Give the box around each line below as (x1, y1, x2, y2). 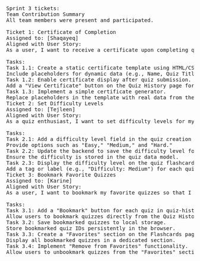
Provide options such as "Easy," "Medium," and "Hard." (6, 142, 173, 148)
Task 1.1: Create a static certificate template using (6, 65, 170, 71)
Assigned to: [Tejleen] (6, 106, 76, 112)
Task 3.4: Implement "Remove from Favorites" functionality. (6, 243, 189, 249)
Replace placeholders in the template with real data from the (6, 95, 195, 100)
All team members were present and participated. (6, 17, 154, 23)
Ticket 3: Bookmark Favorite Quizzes (6, 172, 117, 178)
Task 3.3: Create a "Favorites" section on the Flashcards (6, 231, 183, 237)
